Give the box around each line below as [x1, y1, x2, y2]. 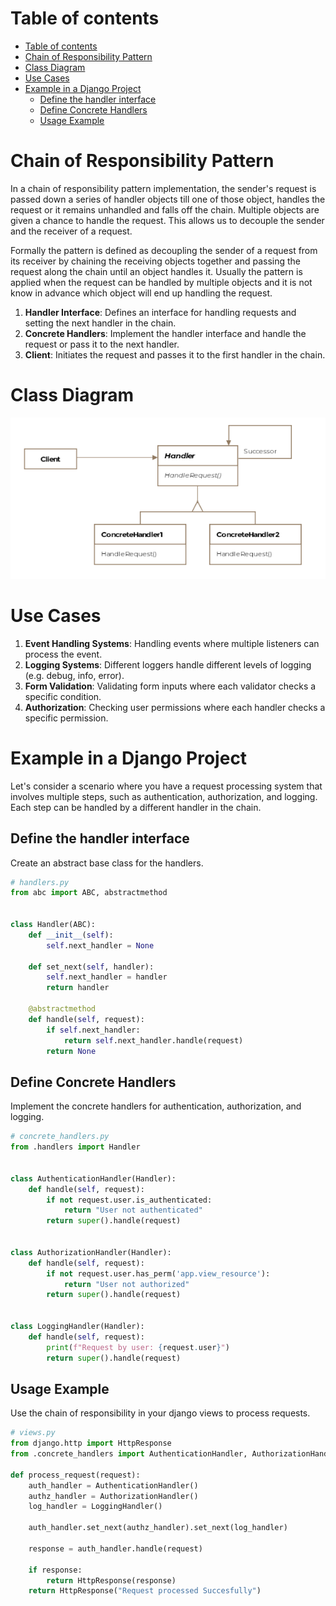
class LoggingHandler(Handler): [10, 1322, 145, 1332]
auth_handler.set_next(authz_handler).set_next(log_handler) [28, 1523, 288, 1533]
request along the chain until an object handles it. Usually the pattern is [10, 265, 303, 277]
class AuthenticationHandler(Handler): [10, 1173, 177, 1184]
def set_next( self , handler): [28, 962, 155, 972]
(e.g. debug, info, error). [24, 669, 125, 681]
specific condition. [24, 690, 102, 702]
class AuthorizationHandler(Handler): [10, 1247, 172, 1257]
